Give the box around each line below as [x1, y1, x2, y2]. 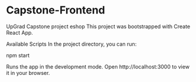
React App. [6, 29, 34, 36]
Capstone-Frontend [6, 4, 105, 17]
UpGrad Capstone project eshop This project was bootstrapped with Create [6, 23, 191, 30]
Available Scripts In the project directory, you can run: [6, 40, 137, 47]
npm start [6, 52, 30, 59]
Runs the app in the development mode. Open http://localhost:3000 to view [6, 63, 190, 70]
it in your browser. [6, 69, 50, 76]
